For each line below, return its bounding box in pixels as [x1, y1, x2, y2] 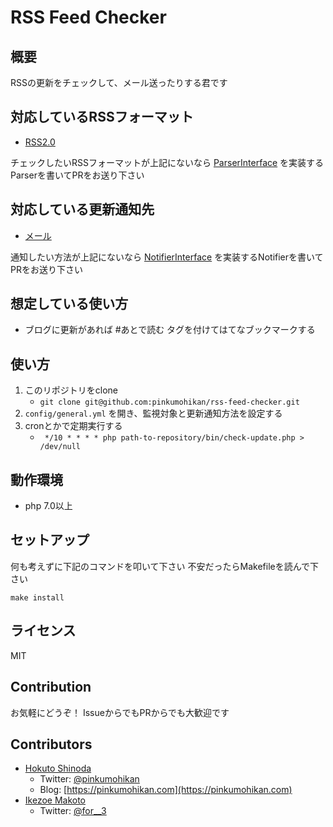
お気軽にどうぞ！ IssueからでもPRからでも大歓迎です [10, 706, 230, 718]
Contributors [10, 736, 93, 753]
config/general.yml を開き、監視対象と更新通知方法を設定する [24, 407, 283, 420]
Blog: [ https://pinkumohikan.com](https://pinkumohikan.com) [39, 784, 293, 796]
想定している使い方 [10, 296, 129, 313]
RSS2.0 [24, 136, 56, 148]
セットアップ [10, 532, 90, 549]
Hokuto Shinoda [24, 762, 92, 775]
